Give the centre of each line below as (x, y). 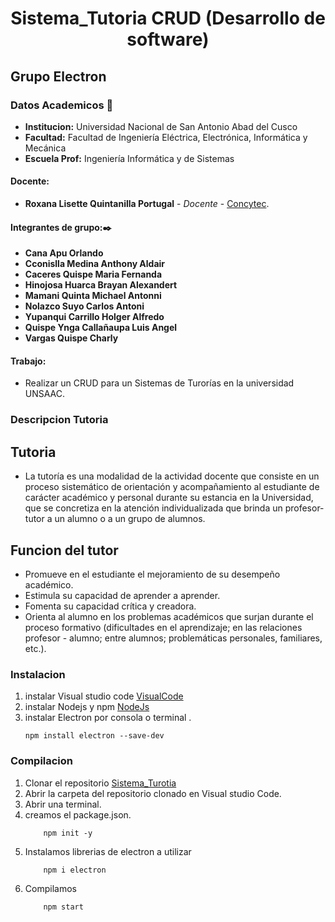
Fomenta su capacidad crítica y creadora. (110, 606)
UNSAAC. (45, 394)
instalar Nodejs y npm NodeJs (87, 707)
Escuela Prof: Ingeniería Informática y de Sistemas (129, 158)
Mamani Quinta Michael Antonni (93, 296)
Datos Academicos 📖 (62, 105)
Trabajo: (28, 361)
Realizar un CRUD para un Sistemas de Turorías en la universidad (159, 383)
